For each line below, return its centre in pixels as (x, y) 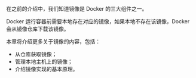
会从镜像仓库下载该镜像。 (38, 29)
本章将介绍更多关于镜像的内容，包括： (53, 41)
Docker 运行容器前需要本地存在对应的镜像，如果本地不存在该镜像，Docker (98, 21)
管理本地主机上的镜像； (44, 62)
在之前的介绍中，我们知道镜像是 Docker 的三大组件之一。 (77, 9)
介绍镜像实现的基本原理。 (46, 69)
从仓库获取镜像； (36, 54)
